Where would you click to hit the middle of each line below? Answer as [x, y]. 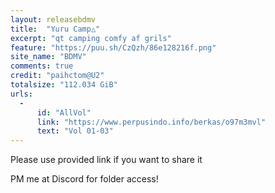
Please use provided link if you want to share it [106, 160]
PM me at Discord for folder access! [84, 179]
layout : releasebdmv [53, 19]
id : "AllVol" [64, 112]
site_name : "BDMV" [48, 57]
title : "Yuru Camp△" [55, 29]
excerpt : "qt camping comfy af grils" [91, 38]
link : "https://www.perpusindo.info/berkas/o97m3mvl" [151, 122]
